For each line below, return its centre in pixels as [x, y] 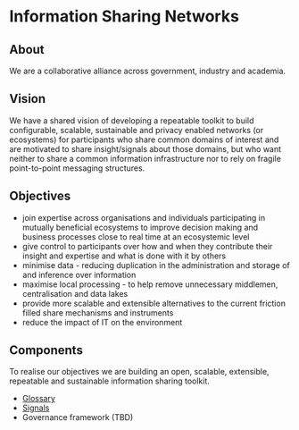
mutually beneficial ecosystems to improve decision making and [140, 227]
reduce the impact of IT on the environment [102, 322]
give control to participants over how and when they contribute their [147, 246]
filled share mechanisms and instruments [98, 312]
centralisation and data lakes [75, 293]
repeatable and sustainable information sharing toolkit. [109, 381]
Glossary [39, 399]
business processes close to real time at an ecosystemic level [136, 236]
